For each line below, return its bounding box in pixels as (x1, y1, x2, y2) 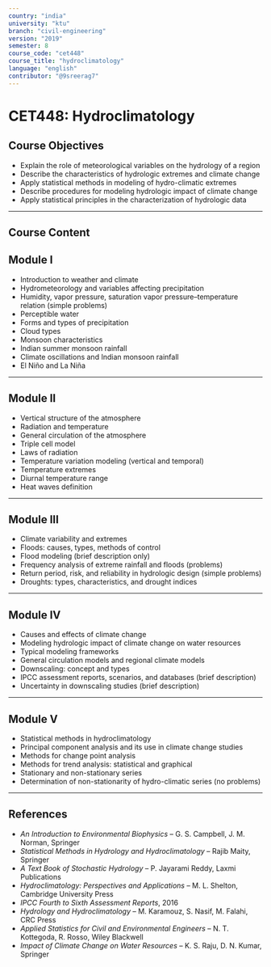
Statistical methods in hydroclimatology (19, 733, 152, 744)
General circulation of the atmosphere (19, 430, 147, 440)
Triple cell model (19, 438, 76, 449)
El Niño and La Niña (19, 361, 86, 370)
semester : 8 (8, 42, 48, 50)
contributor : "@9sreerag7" (8, 72, 99, 80)
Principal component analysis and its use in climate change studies (19, 742, 244, 752)
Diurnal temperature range (19, 473, 109, 483)
